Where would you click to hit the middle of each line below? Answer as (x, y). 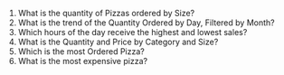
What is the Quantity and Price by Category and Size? (118, 42)
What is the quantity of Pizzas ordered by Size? (106, 13)
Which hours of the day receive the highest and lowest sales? (133, 32)
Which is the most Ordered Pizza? (81, 52)
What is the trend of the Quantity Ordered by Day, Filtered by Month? (146, 23)
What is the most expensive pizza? (82, 61)
